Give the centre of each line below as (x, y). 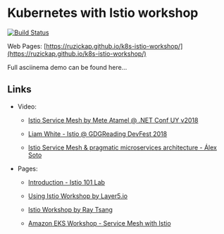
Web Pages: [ (27, 46)
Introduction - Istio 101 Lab (67, 182)
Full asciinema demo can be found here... (67, 67)
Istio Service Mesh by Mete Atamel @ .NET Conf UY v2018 (113, 120)
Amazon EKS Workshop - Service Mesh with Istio (99, 223)
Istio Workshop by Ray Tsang (70, 209)
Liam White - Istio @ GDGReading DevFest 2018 (98, 134)
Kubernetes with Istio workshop (103, 13)
